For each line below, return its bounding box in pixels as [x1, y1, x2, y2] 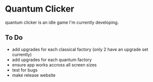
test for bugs [12, 67, 38, 73]
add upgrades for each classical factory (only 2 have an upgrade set [12, 46, 149, 52]
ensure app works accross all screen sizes [12, 62, 97, 67]
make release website [12, 72, 56, 78]
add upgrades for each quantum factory [12, 57, 92, 63]
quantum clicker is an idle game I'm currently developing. [5, 19, 119, 25]
